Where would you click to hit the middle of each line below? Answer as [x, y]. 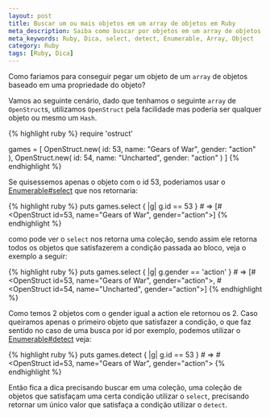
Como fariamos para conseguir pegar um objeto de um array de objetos [128, 76]
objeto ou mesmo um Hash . [53, 118]
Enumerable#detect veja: [50, 339]
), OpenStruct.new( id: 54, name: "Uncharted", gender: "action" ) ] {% [124, 158]
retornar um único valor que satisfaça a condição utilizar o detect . [118, 404]
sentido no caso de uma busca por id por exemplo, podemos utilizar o [125, 331]
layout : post [30, 16]
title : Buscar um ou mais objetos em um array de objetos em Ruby [122, 23]
